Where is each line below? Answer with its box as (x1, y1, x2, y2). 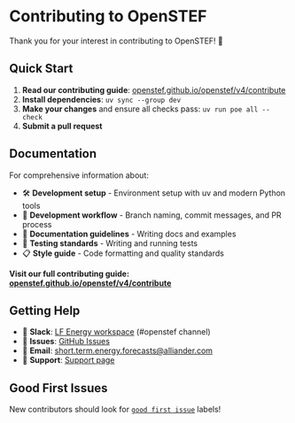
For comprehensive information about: (9, 170, 149, 181)
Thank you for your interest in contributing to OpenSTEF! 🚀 (9, 35, 224, 46)
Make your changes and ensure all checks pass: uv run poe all (21, 104, 259, 114)
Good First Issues (9, 381, 108, 396)
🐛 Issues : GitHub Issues (21, 336, 111, 347)
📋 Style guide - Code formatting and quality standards (21, 248, 224, 258)
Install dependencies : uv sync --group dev (21, 94, 182, 104)
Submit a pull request (21, 120, 103, 131)
